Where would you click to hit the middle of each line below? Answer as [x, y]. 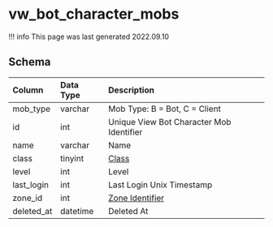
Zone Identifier [136, 198]
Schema [30, 62]
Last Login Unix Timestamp [160, 185]
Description [131, 90]
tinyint [72, 158]
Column [28, 90]
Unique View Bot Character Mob [170, 122]
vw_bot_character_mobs [94, 14]
